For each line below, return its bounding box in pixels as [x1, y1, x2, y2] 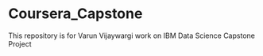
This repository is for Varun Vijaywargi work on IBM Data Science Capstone [8, 31, 256, 40]
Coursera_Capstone [8, 5, 143, 23]
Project [8, 39, 32, 48]
